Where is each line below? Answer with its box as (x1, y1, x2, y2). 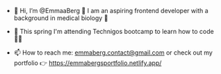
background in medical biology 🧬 (13, 14, 108, 22)
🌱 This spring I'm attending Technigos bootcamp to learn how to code (13, 28, 214, 35)
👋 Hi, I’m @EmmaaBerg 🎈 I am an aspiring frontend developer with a (13, 7, 208, 15)
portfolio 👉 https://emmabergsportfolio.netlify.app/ (13, 59, 162, 67)
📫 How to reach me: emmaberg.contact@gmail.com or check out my (13, 48, 213, 57)
